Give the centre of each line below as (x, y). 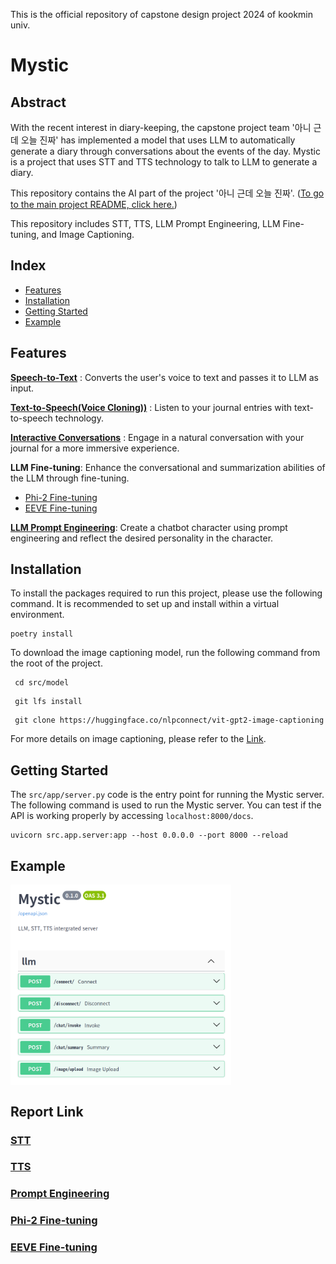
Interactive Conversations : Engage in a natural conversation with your (157, 437)
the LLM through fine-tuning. (70, 478)
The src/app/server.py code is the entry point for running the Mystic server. (167, 795)
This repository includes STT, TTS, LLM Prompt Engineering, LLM (145, 223)
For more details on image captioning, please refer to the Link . (138, 739)
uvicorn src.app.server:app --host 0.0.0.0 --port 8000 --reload (149, 835)
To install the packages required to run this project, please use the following (166, 593)
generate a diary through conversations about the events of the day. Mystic (165, 151)
